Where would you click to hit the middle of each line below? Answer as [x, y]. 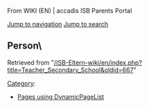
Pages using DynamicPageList [61, 96]
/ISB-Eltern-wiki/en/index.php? [98, 62]
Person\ [25, 46]
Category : [21, 83]
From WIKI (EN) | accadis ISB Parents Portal [70, 11]
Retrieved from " [30, 62]
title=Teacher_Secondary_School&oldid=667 [70, 70]
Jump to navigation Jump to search [58, 24]
